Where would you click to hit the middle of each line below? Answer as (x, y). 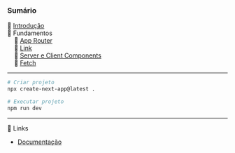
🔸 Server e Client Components (57, 55)
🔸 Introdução (26, 26)
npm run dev (24, 108)
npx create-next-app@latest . (51, 89)
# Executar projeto (36, 102)
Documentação (40, 142)
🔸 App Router (33, 41)
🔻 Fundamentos (30, 33)
